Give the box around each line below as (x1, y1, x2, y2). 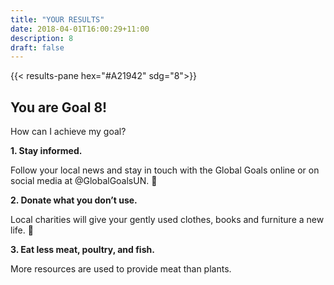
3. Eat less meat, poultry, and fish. (10, 244, 155, 256)
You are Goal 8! (10, 99, 108, 116)
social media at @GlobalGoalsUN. (10, 175, 150, 187)
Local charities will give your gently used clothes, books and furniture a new (10, 214, 325, 226)
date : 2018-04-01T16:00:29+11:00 (10, 24, 150, 34)
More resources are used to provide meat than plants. (10, 263, 232, 275)
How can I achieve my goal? (10, 126, 127, 138)
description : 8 (10, 33, 74, 43)
